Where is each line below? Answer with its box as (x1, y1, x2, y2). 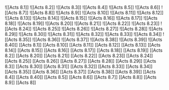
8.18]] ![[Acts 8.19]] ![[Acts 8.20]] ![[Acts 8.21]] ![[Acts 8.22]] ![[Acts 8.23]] (5, 20, 160, 26)
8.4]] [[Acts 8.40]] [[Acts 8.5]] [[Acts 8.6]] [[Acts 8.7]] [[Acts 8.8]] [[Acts (5, 74, 157, 80)
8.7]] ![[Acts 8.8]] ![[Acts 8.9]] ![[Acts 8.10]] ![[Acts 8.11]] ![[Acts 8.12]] (18, 10, 164, 16)
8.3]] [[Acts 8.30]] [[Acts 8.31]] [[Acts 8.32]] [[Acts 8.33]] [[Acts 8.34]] (5, 63, 153, 69)
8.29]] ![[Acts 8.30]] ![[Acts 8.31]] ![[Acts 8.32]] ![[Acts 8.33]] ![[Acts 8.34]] (5, 31, 162, 37)
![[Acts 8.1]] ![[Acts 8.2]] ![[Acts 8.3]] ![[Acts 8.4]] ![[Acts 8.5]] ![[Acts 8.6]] (5, 5, 161, 10)
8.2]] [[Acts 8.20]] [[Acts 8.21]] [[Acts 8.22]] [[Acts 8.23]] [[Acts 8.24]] (5, 53, 153, 59)
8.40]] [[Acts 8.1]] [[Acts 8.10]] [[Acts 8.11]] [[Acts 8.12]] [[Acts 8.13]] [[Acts (5, 42, 161, 48)
